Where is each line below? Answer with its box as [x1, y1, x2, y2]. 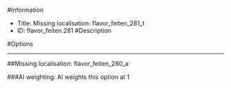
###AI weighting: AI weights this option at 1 [7, 73, 130, 81]
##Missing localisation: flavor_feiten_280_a [7, 60, 129, 67]
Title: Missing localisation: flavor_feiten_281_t [16, 19, 145, 27]
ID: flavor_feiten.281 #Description [16, 27, 112, 34]
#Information [7, 6, 44, 14]
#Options [7, 40, 34, 47]
